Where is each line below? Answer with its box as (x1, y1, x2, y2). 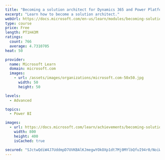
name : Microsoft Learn (9, 62, 56, 67)
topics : (5, 107, 21, 112)
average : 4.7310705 (9, 44, 50, 49)
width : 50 (18, 80, 38, 85)
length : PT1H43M (5, 30, 38, 35)
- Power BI (9, 111, 32, 116)
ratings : (5, 35, 23, 40)
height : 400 (14, 133, 38, 139)
